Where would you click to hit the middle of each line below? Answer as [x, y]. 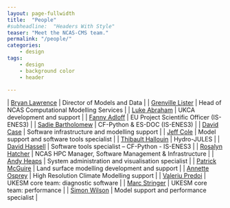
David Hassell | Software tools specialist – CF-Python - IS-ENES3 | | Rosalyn [115, 147]
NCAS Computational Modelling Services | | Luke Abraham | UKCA [101, 110]
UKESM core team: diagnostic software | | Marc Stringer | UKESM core [107, 183]
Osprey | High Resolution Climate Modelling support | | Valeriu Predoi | [106, 176]
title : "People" [32, 20]
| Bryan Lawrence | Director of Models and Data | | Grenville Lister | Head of [114, 103]
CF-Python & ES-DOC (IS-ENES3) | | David [158, 125]
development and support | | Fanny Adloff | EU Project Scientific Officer [108, 117]
